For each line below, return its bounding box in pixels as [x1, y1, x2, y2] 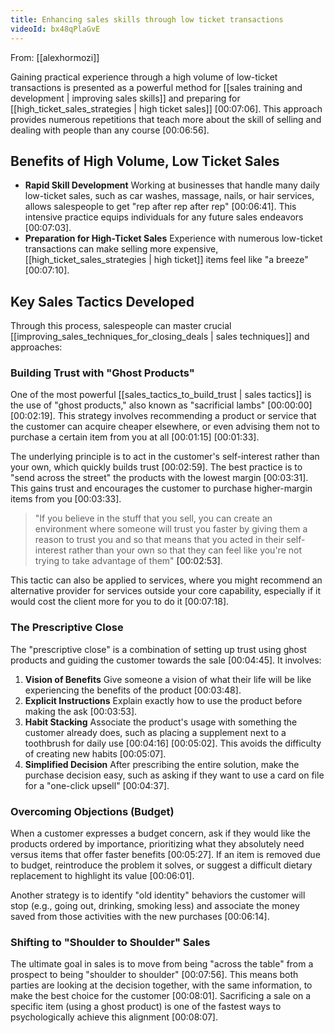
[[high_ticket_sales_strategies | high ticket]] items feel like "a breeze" [24, 254, 309, 266]
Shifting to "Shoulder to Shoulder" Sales [10, 935, 211, 949]
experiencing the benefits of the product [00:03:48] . [24, 684, 242, 696]
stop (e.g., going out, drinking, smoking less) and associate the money [10, 900, 300, 912]
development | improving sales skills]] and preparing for [10, 92, 241, 104]
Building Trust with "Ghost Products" [10, 366, 195, 380]
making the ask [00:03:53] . [24, 705, 138, 717]
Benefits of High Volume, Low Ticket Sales [10, 152, 280, 170]
